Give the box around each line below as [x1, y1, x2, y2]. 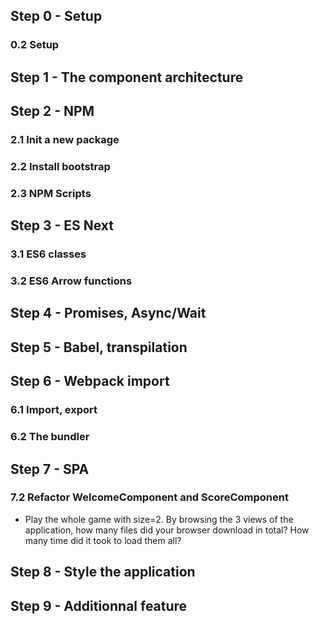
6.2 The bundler [10, 430, 90, 444]
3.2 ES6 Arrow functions [10, 274, 133, 288]
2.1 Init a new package [10, 133, 120, 147]
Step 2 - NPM [10, 103, 95, 120]
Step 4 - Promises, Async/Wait [10, 305, 207, 322]
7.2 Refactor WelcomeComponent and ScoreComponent [10, 490, 289, 504]
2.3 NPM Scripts [10, 186, 92, 200]
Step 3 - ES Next [10, 217, 115, 234]
